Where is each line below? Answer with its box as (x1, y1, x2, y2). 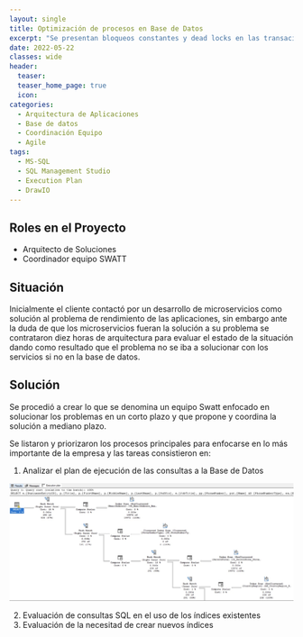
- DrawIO (17, 186, 50, 195)
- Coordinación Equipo (17, 129, 103, 138)
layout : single (9, 14, 67, 23)
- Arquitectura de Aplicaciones (17, 109, 140, 119)
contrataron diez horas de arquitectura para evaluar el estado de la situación (9, 332, 294, 342)
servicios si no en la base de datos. (9, 351, 141, 362)
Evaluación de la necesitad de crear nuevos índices (22, 619, 214, 630)
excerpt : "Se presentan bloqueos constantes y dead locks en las (9, 33, 260, 42)
